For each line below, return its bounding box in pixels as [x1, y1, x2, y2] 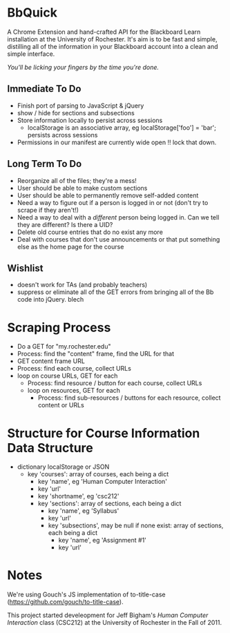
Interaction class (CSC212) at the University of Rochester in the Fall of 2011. [7, 619, 222, 627]
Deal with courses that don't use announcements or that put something [17, 235, 220, 243]
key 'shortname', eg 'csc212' [37, 492, 119, 500]
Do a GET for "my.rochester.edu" [17, 342, 111, 351]
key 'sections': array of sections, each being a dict [37, 499, 182, 508]
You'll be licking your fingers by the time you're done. [7, 63, 160, 71]
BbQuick [7, 5, 57, 21]
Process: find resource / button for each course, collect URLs [27, 379, 202, 387]
